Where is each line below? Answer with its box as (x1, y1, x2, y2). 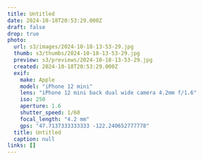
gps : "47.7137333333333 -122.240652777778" (20, 122, 150, 130)
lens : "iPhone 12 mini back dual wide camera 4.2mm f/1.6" (20, 89, 197, 96)
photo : (7, 37, 27, 44)
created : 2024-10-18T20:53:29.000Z (13, 63, 118, 70)
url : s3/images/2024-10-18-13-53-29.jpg (13, 43, 134, 50)
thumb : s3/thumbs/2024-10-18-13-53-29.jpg (13, 50, 140, 57)
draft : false (7, 23, 46, 30)
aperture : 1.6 (20, 103, 61, 110)
